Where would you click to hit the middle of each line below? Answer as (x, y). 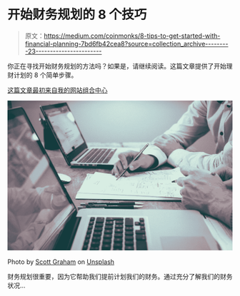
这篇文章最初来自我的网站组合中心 (57, 90)
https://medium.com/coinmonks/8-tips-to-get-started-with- (132, 36)
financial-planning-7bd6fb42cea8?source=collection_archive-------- (126, 44)
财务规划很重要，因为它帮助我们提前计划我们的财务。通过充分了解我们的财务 (120, 277)
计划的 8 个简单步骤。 (45, 75)
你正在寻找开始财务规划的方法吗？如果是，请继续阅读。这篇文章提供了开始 (117, 66)
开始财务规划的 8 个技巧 (77, 15)
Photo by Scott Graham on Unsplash (61, 262)
